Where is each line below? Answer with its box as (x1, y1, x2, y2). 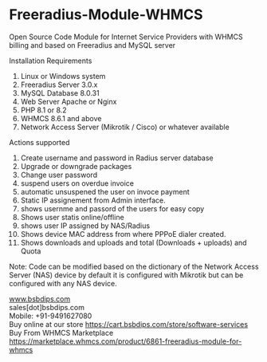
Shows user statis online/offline (20, 212, 124, 222)
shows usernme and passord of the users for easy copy (20, 203, 205, 213)
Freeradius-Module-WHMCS (9, 6, 203, 24)
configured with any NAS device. (9, 278, 118, 288)
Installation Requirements (9, 56, 92, 65)
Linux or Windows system (20, 71, 106, 81)
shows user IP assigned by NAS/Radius (20, 221, 151, 230)
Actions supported (9, 137, 70, 147)
